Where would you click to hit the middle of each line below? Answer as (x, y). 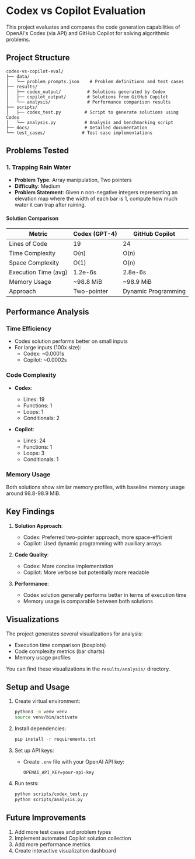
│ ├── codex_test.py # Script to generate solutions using (93, 112)
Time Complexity (32, 253)
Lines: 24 (34, 441)
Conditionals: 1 (41, 459)
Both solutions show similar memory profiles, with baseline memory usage (95, 487)
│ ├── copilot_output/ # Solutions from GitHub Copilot (87, 97)
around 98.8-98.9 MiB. (34, 493)
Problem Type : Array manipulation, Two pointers (73, 180)
